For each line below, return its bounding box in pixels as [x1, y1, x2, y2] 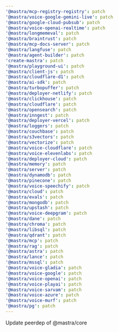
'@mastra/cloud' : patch [5, 188, 64, 194]
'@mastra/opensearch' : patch [5, 107, 77, 113]
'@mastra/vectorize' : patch [5, 139, 74, 145]
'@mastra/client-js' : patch [5, 69, 74, 74]
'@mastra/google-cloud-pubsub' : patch [5, 19, 100, 25]
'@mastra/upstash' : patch [5, 205, 69, 211]
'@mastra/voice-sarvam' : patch [5, 287, 82, 293]
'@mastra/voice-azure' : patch [5, 292, 80, 298]
